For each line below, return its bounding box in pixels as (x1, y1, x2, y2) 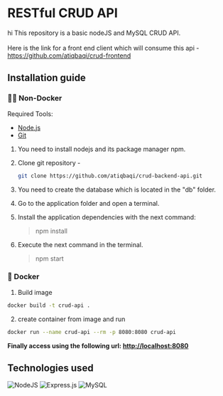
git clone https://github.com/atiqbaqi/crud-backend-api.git (17, 172, 203, 179)
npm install (35, 226, 67, 235)
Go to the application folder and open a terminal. (17, 199, 160, 207)
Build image (17, 288, 53, 296)
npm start (35, 254, 64, 263)
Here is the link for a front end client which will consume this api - (7, 43, 200, 52)
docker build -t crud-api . (7, 301, 91, 309)
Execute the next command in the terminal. (17, 240, 143, 249)
